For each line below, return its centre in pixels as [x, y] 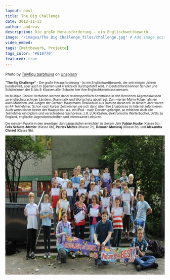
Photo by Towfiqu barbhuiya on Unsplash [41, 74]
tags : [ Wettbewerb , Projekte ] [37, 48]
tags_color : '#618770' [29, 53]
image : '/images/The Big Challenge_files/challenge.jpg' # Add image [80, 37]
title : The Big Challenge [32, 16]
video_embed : [19, 43]
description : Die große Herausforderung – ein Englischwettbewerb [77, 32]
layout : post [19, 11]
